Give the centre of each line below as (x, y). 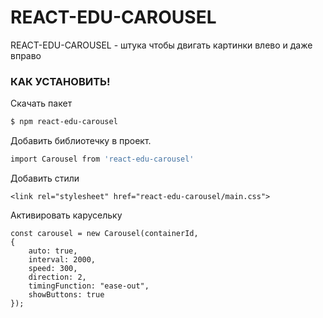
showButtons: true (66, 294)
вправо (26, 55)
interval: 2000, (62, 259)
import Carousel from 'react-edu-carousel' (102, 159)
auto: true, (53, 251)
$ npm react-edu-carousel (64, 122)
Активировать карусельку (66, 215)
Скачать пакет (41, 103)
